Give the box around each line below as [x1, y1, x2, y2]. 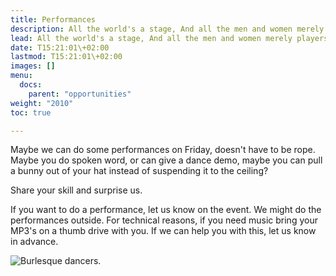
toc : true [10, 107, 52, 118]
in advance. [10, 236, 59, 248]
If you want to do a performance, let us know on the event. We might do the [10, 204, 322, 216]
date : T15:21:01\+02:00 [10, 42, 110, 53]
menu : [10, 71, 33, 81]
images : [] [10, 61, 56, 71]
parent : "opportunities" [28, 89, 132, 99]
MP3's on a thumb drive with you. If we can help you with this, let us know [10, 225, 317, 237]
